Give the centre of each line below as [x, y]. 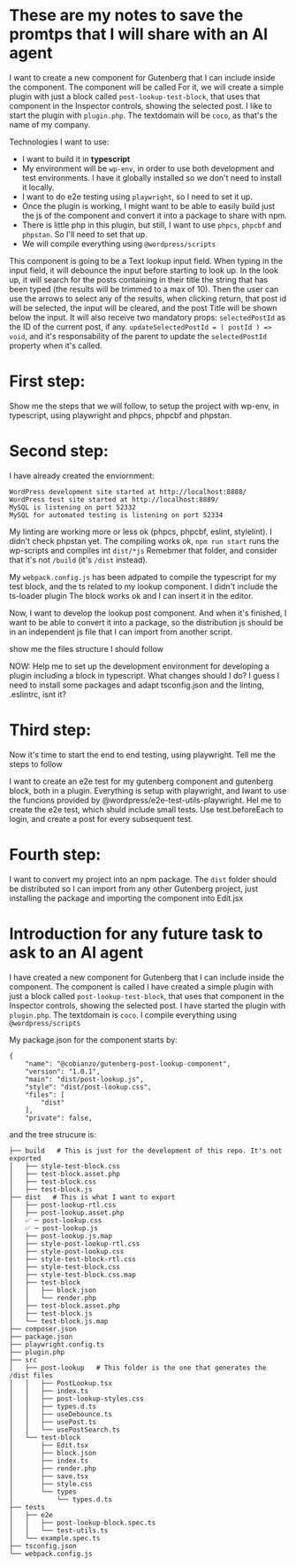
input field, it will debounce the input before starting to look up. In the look [144, 270]
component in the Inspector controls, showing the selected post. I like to [140, 105]
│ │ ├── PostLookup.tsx [61, 1383]
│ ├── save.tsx [49, 1476]
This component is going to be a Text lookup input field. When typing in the [146, 260]
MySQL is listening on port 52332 [73, 507]
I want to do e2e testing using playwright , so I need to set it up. [137, 197]
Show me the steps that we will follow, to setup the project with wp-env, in [144, 406]
